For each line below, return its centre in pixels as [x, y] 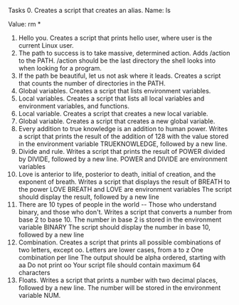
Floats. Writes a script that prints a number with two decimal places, [118, 280]
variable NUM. [39, 295]
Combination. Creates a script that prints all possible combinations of [119, 242]
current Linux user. [46, 45]
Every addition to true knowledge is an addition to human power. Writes [123, 129]
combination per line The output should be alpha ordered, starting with [122, 257]
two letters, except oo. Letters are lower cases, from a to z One [111, 250]
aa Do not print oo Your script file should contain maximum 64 [110, 265]
